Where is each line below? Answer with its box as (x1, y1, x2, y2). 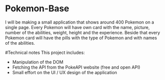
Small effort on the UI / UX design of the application (12, 69, 117, 75)
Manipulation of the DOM (12, 59, 64, 65)
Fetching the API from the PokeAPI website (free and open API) (12, 64, 140, 70)
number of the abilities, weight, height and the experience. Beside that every (5, 29, 160, 35)
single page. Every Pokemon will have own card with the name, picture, (5, 24, 150, 30)
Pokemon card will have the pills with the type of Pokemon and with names (5, 35, 157, 41)
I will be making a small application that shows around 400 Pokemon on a (5, 19, 154, 25)
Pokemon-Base (5, 3, 69, 14)
